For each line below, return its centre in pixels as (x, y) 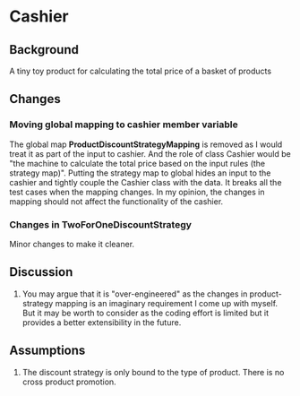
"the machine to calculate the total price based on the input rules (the (137, 163)
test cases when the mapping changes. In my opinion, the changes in (137, 192)
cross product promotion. (69, 382)
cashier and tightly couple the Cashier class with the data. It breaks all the (146, 182)
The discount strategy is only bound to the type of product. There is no (153, 372)
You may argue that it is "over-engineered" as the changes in (135, 294)
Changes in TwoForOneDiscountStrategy (101, 224)
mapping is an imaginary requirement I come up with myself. (167, 303)
